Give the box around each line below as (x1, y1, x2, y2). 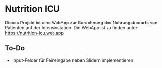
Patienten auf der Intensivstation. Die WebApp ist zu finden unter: (5, 24, 139, 30)
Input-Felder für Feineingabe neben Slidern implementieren (12, 57, 134, 63)
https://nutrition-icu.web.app (5, 30, 64, 36)
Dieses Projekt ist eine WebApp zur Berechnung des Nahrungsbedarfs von (5, 20, 158, 25)
